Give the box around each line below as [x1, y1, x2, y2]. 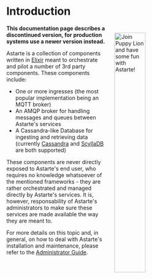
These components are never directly [6, 158, 101, 165]
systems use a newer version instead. [6, 37, 105, 45]
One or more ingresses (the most [15, 87, 99, 95]
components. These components [6, 69, 90, 76]
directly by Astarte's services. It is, [6, 191, 94, 198]
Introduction [6, 4, 71, 18]
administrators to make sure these [6, 204, 93, 211]
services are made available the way [6, 210, 99, 218]
